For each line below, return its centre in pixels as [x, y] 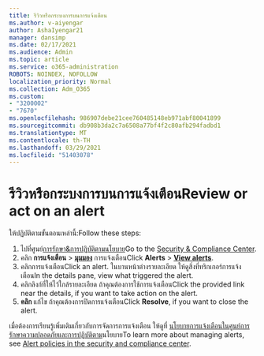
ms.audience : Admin [41, 52]
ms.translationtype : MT [48, 133]
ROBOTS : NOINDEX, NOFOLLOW [53, 74]
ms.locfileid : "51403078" [51, 155]
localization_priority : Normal [60, 81]
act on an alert [57, 211]
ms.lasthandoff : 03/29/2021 [55, 148]
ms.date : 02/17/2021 [43, 45]
